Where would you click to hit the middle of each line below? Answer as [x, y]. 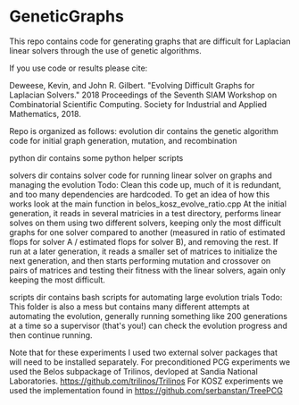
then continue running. [51, 335]
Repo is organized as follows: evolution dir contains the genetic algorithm [144, 131]
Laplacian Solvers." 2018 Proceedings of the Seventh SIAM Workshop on [143, 95]
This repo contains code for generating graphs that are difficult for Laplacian [150, 41]
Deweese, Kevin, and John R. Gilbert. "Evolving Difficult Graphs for [132, 85]
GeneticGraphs [67, 17]
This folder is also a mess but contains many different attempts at [129, 307]
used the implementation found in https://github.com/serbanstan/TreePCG [146, 390]
